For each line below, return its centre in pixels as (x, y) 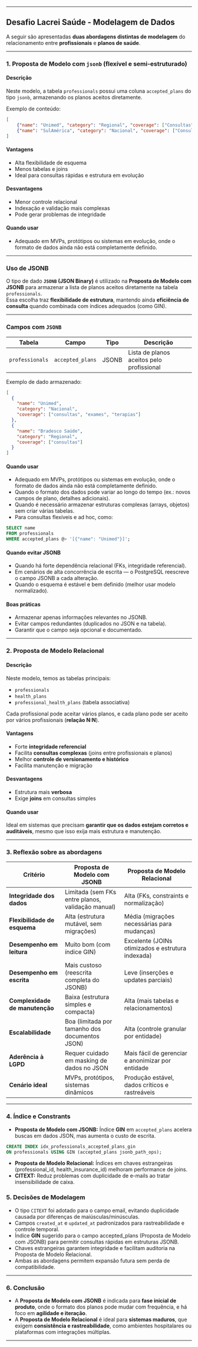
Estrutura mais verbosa (43, 792)
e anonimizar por (147, 1061)
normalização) (144, 904)
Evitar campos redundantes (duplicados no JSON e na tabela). (90, 624)
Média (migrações (149, 917)
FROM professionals (30, 534)
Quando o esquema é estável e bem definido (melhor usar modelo (95, 585)
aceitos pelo (145, 360)
